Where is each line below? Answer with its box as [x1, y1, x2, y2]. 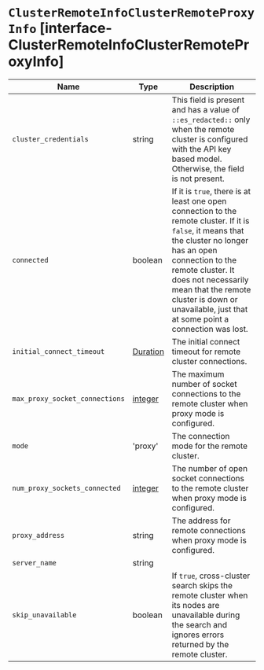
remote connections [171, 525, 246, 536]
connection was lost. [171, 323, 249, 334]
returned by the [171, 639, 229, 650]
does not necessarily [171, 274, 249, 285]
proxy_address [12, 531, 65, 539]
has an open [171, 245, 218, 256]
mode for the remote [171, 440, 248, 451]
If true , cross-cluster [171, 570, 251, 581]
